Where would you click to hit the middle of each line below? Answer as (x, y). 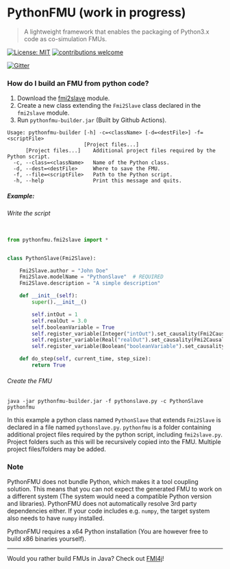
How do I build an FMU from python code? (78, 83)
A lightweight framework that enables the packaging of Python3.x (117, 32)
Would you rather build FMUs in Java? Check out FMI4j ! (86, 559)
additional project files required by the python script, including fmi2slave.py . (115, 434)
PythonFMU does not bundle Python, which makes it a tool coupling (103, 482)
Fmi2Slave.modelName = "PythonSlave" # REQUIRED (92, 277)
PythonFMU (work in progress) (97, 13)
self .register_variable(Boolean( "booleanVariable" (105, 347)
